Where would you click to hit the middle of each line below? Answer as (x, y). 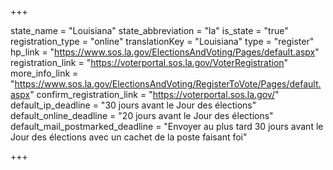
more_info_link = (44, 73)
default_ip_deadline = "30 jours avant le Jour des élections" (133, 105)
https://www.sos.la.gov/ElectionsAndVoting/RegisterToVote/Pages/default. (168, 84)
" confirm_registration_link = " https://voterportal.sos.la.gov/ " (154, 94)
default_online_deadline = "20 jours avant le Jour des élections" (142, 115)
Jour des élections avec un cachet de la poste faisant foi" (129, 137)
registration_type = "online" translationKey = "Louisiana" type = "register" (162, 41)
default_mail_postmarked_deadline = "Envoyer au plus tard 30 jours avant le (167, 126)
